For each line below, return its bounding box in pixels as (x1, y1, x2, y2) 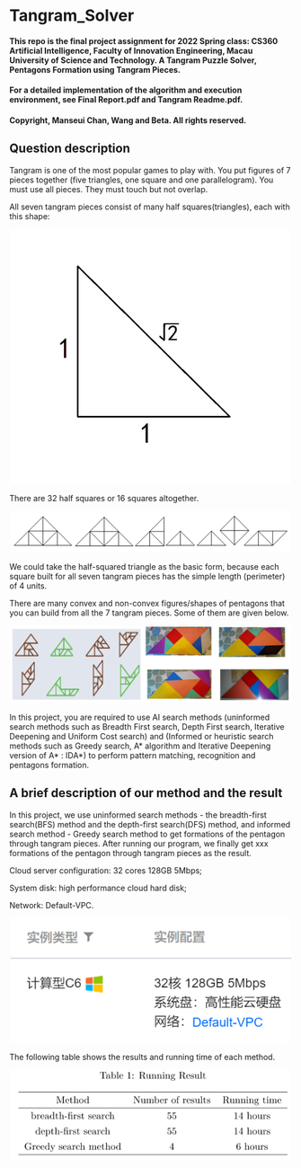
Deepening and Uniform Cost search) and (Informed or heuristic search (9, 731, 274, 742)
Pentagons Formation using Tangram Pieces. (9, 64, 181, 75)
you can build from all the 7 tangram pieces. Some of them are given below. (9, 607, 289, 618)
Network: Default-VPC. (9, 899, 94, 910)
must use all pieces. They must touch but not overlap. (9, 183, 208, 194)
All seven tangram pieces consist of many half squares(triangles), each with (9, 201, 290, 212)
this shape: (9, 210, 50, 221)
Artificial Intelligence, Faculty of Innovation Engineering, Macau (9, 45, 253, 56)
